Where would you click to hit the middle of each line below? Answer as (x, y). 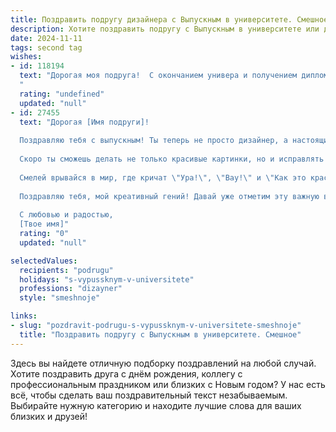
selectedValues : (44, 261)
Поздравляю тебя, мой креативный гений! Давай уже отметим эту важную (169, 196)
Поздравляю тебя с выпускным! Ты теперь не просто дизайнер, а (153, 141)
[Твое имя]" (44, 224)
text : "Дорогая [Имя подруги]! (84, 122)
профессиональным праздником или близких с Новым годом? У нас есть (168, 384)
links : (24, 316)
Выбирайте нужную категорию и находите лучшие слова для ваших (156, 405)
